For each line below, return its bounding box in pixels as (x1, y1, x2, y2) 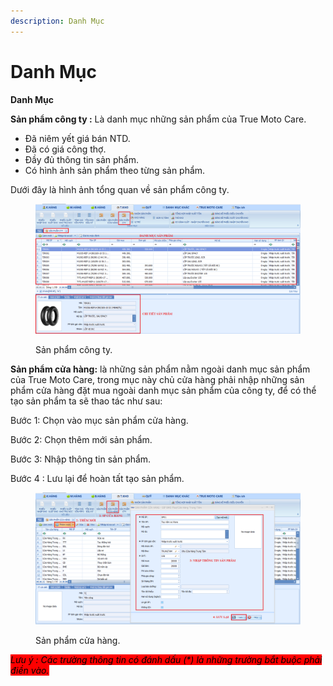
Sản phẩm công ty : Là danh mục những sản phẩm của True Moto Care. (10, 113, 307, 125)
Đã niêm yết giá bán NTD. (24, 132, 131, 144)
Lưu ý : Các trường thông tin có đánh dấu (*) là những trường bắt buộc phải (10, 653, 323, 665)
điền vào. (10, 664, 50, 676)
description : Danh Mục (10, 16, 105, 26)
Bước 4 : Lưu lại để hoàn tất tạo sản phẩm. (10, 473, 185, 485)
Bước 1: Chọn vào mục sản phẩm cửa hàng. (10, 415, 189, 427)
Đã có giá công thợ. (24, 143, 107, 155)
